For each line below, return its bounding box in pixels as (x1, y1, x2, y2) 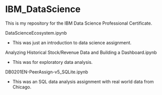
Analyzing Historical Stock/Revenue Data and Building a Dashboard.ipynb (5, 49, 157, 55)
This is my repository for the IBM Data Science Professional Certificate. (5, 20, 152, 26)
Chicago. (12, 84, 32, 90)
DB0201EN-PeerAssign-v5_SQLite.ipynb (5, 69, 89, 75)
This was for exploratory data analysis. (12, 59, 93, 65)
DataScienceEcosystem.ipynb (5, 30, 67, 36)
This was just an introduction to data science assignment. (12, 39, 132, 46)
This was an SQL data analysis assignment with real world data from (12, 78, 154, 84)
